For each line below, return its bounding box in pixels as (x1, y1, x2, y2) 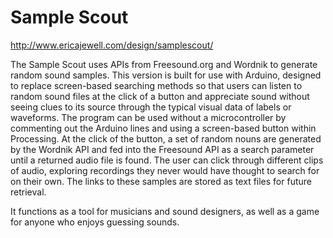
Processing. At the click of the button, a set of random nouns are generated (10, 132, 322, 145)
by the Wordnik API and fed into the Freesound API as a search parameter (10, 143, 315, 155)
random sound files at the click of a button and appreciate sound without (10, 90, 310, 102)
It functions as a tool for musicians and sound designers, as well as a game (10, 205, 320, 217)
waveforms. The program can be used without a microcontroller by (10, 111, 287, 123)
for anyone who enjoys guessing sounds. (10, 216, 180, 228)
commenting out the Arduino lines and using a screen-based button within (10, 122, 317, 134)
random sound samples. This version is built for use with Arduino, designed (10, 69, 322, 81)
